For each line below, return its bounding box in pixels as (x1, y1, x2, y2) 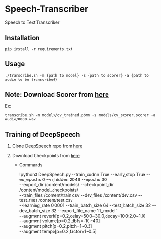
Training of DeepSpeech (5, 130, 80, 139)
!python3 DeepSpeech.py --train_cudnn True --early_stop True (19, 172, 146, 178)
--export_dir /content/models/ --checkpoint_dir (19, 182, 114, 188)
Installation (5, 34, 40, 42)
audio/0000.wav (5, 117, 36, 122)
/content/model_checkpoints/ (19, 187, 79, 193)
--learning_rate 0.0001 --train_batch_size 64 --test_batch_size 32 (19, 202, 151, 208)
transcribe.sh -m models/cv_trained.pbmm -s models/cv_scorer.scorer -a (5, 113, 156, 118)
